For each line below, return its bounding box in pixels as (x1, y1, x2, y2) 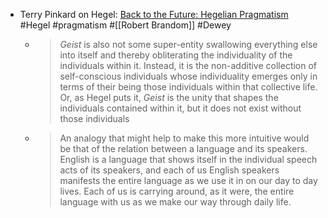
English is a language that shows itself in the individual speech (59, 154, 318, 165)
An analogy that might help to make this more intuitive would (59, 132, 310, 144)
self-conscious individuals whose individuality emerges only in (59, 70, 318, 82)
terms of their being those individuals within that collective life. (59, 81, 318, 93)
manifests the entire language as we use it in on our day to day (59, 175, 318, 186)
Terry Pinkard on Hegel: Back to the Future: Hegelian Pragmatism (19, 9, 289, 20)
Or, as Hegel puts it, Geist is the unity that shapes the (59, 92, 279, 103)
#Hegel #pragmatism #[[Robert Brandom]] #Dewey (19, 19, 232, 31)
